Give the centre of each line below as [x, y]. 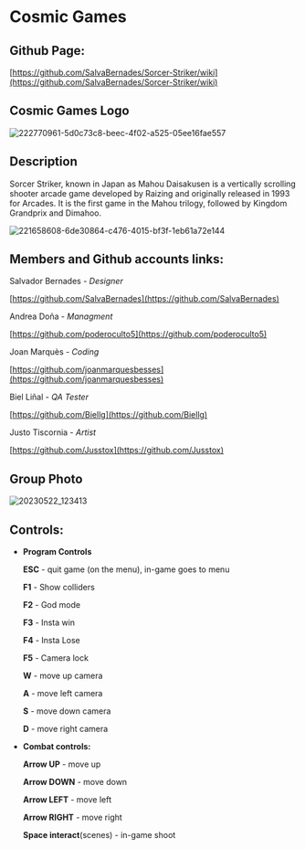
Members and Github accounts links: [116, 259]
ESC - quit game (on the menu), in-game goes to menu [126, 569]
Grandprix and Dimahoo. [56, 213]
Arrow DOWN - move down [75, 782]
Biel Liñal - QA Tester [49, 397]
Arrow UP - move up [62, 764]
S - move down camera [67, 711]
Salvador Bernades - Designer [66, 281]
